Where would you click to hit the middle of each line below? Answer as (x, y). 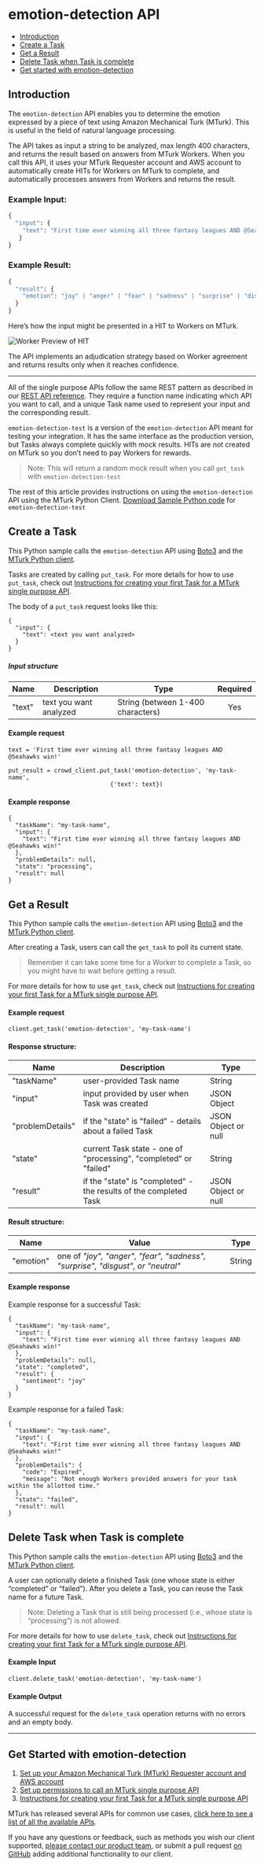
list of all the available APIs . (52, 1822)
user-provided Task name (131, 1081)
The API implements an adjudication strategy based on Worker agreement (128, 357)
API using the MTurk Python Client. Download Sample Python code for (122, 500)
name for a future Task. (46, 1597)
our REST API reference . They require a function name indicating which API (130, 396)
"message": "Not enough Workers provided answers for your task (130, 1478)
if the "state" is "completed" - (138, 1181)
